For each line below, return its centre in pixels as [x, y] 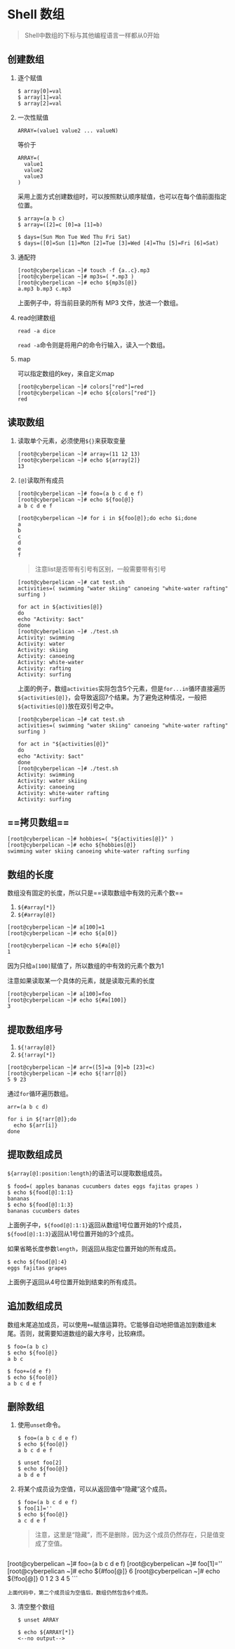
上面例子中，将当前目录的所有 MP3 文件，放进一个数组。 [100, 302]
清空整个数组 [36, 1607]
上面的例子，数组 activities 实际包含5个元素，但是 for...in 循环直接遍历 [121, 688]
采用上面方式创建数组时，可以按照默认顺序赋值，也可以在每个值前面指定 [122, 196]
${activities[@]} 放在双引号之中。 [67, 706]
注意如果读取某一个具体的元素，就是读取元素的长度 [81, 981]
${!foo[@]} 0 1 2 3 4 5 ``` [43, 1579]
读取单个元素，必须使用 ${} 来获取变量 [72, 441]
